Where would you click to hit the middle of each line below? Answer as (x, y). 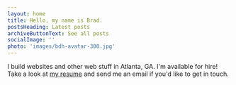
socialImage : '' (31, 40)
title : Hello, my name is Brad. (55, 20)
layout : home (27, 14)
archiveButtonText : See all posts (58, 33)
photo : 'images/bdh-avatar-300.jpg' (61, 46)
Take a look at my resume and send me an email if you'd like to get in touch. (118, 74)
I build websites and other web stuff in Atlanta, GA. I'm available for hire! (113, 66)
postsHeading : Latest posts (49, 27)
